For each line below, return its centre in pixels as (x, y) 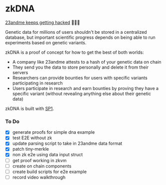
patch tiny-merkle (30, 149)
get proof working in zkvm (39, 160)
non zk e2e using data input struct (48, 155)
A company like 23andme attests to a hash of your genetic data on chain (87, 62)
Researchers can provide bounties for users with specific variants (80, 78)
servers (20, 72)
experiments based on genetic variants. (46, 42)
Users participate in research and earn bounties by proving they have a (85, 88)
